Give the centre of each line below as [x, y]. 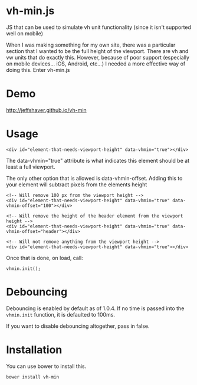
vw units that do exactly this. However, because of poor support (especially [98, 57]
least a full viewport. [31, 167]
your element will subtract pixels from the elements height [77, 185]
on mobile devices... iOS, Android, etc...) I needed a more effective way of [96, 64]
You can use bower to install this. [46, 366]
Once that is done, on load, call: [45, 258]
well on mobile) [24, 33]
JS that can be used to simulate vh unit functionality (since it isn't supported [99, 27]
